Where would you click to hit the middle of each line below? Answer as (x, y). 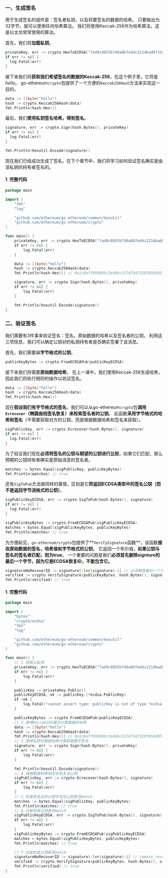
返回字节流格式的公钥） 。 (39, 490)
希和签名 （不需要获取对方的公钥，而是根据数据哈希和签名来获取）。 (74, 420)
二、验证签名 (21, 324)
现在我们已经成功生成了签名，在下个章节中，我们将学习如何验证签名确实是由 (84, 161)
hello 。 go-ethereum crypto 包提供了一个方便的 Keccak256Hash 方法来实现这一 (83, 83)
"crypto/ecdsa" (30, 621)
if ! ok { (23, 700)
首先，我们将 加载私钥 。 (29, 43)
